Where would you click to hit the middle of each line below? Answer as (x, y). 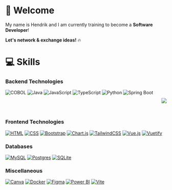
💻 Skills (23, 62)
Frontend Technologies (35, 122)
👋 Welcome (30, 10)
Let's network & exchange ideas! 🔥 (43, 40)
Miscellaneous (24, 171)
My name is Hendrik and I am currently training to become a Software (79, 25)
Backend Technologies (34, 81)
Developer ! (17, 30)
